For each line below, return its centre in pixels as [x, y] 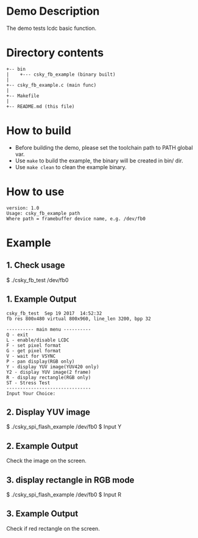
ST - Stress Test [28, 383]
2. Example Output [42, 446]
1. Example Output [42, 300]
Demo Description [53, 11]
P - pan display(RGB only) [41, 362]
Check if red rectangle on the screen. [53, 528]
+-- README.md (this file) [41, 106]
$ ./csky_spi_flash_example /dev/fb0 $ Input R [64, 495]
